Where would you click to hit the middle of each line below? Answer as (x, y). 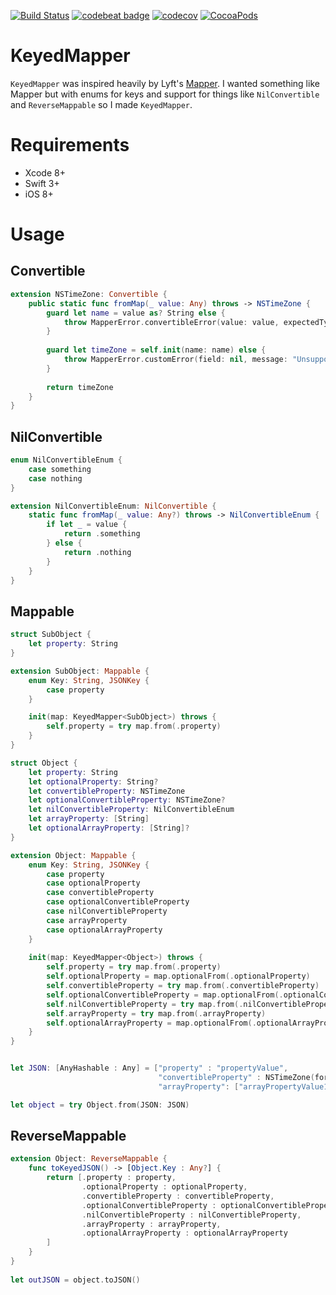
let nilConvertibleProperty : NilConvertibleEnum (131, 810)
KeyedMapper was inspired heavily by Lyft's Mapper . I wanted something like (165, 83)
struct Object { (44, 763)
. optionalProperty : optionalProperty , (164, 1187)
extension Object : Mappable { (73, 855)
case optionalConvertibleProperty (118, 902)
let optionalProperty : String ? (93, 781)
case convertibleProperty (100, 893)
